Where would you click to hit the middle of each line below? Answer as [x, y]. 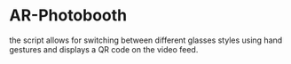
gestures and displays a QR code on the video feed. [104, 49]
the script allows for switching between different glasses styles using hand [146, 40]
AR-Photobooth [68, 16]
